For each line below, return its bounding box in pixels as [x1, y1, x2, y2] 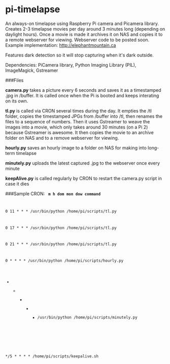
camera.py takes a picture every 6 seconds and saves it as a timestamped [5, 87, 161, 93]
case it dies [5, 180, 29, 187]
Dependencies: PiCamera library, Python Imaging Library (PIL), [5, 62, 137, 68]
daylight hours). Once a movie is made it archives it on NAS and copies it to [5, 31, 163, 37]
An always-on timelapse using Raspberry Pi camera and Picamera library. [5, 20, 159, 27]
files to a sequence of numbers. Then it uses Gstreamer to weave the [5, 118, 150, 124]
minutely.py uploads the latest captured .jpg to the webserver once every [5, 160, 160, 166]
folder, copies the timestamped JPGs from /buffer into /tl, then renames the [5, 113, 163, 119]
